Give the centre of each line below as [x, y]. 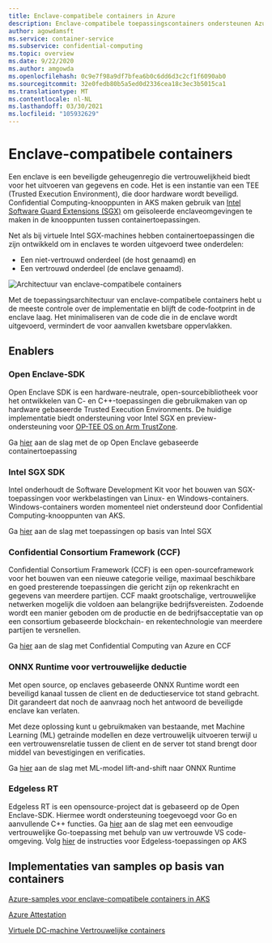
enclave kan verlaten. [44, 710]
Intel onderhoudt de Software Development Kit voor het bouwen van [122, 489]
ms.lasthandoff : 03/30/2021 [56, 106]
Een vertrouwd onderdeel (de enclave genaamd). [102, 268]
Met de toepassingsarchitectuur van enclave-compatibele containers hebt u [135, 299]
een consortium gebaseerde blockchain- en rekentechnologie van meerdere [136, 622]
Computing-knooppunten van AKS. [67, 515]
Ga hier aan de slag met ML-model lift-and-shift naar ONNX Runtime [122, 768]
